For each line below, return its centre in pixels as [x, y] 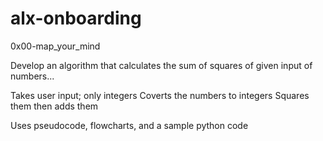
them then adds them [54, 106]
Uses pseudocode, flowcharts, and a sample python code [129, 125]
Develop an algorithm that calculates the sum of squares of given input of [161, 65]
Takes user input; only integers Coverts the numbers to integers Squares [160, 95]
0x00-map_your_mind [55, 46]
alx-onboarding [76, 18]
